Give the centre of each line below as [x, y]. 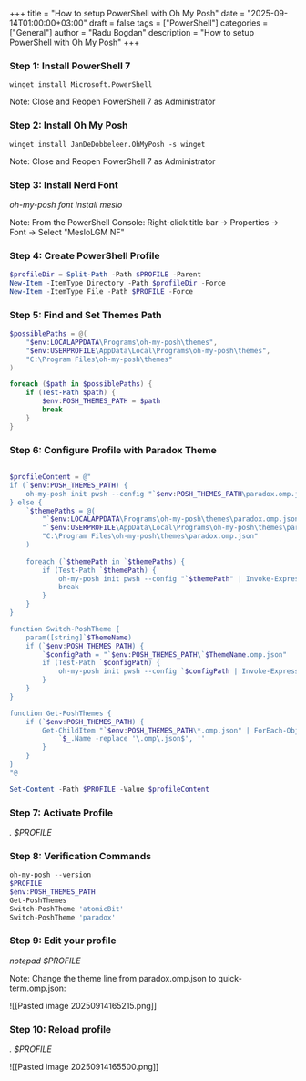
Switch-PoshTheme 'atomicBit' [67, 909]
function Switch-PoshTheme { [65, 629]
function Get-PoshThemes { [61, 713]
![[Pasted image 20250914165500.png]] [84, 1067]
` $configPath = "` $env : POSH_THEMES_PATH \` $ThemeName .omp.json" [164, 655]
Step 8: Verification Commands [81, 856]
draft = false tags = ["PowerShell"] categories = [179, 23]
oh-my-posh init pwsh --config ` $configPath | [148, 671]
